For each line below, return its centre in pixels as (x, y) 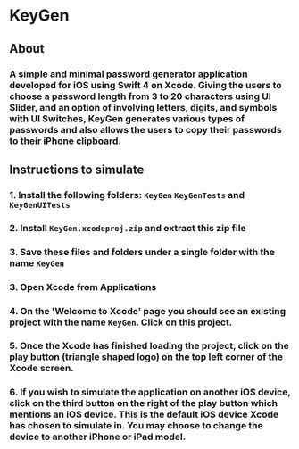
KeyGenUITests (40, 205)
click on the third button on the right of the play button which (144, 403)
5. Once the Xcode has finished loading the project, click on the (149, 346)
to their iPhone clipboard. (66, 141)
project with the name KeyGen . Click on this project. (121, 322)
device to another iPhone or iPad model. (98, 437)
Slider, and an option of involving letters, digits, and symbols (143, 107)
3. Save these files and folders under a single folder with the (142, 252)
